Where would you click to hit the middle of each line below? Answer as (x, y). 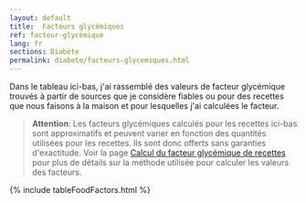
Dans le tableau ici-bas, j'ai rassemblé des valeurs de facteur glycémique (148, 86)
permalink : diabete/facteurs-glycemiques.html (100, 60)
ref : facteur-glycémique (57, 35)
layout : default (40, 18)
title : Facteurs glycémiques (67, 27)
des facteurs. (57, 172)
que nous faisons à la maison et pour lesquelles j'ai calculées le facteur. (144, 106)
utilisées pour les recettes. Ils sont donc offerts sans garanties (149, 143)
